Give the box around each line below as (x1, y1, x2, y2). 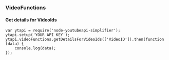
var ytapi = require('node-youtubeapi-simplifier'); (5, 28, 121, 33)
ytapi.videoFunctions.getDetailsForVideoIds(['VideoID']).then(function (5, 37, 164, 42)
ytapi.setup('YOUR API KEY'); (5, 33, 70, 38)
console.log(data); (14, 46, 57, 51)
